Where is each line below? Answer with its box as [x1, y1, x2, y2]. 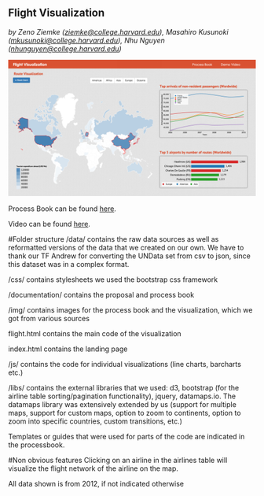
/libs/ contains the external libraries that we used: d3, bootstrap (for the [8, 383, 240, 393]
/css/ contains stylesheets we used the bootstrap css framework [8, 275, 218, 284]
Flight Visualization [8, 6, 105, 20]
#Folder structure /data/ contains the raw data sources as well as [8, 235, 219, 244]
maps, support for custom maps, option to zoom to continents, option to [8, 409, 241, 418]
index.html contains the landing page [8, 344, 128, 353]
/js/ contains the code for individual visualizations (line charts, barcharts [8, 360, 242, 369]
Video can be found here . [8, 220, 90, 229]
